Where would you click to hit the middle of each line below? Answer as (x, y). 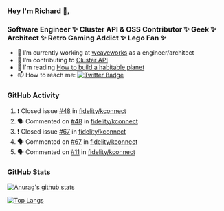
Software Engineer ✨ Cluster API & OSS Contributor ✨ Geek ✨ (112, 29)
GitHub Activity (33, 95)
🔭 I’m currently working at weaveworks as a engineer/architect (105, 53)
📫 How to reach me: (46, 75)
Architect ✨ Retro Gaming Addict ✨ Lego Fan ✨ (87, 38)
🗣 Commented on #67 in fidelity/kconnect (77, 141)
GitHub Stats (29, 172)
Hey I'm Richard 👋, (38, 11)
